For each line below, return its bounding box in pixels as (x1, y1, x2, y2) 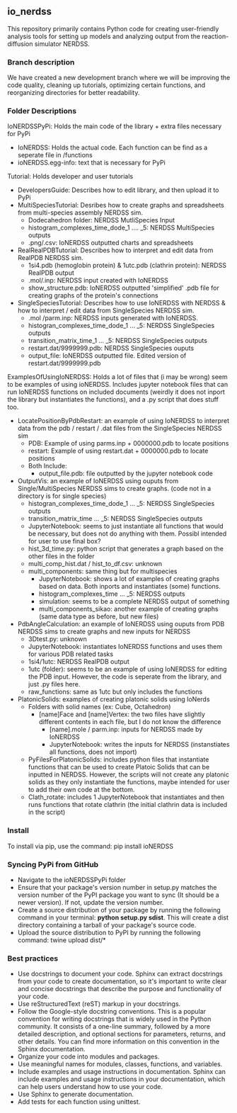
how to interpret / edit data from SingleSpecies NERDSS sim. (17, 306, 195, 315)
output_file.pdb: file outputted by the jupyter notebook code (38, 469, 214, 478)
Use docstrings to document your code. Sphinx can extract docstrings (17, 970, 223, 978)
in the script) (28, 808, 66, 817)
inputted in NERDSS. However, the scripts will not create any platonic (28, 770, 230, 779)
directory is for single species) (17, 492, 107, 500)
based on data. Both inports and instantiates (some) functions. (38, 582, 221, 591)
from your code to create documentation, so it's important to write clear (17, 977, 227, 985)
